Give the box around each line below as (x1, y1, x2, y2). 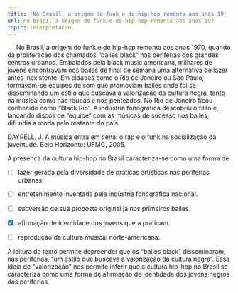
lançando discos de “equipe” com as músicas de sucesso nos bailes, (7, 111, 210, 120)
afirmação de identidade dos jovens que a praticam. (17, 218, 171, 227)
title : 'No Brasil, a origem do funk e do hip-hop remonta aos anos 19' (7, 10, 227, 18)
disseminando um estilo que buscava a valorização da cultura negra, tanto (7, 88, 226, 97)
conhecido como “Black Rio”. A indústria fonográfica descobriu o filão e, (7, 104, 219, 113)
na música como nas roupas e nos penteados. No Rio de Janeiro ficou (7, 96, 213, 105)
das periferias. (7, 277, 50, 286)
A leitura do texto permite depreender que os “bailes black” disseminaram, (7, 247, 226, 255)
